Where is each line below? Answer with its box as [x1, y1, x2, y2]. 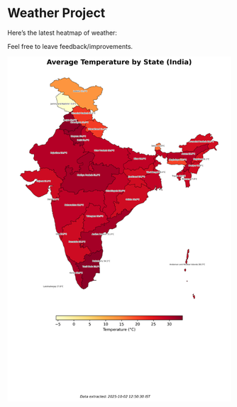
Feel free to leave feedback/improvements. [7, 42, 133, 50]
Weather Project [7, 5, 106, 21]
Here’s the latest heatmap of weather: [7, 28, 117, 37]
